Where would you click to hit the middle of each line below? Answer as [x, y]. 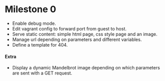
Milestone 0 [31, 9]
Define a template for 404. [40, 45]
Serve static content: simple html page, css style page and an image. [85, 34]
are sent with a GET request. [42, 73]
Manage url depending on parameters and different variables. [77, 39]
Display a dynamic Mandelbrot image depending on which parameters [86, 68]
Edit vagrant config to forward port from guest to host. [69, 28]
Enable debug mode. [34, 23]
